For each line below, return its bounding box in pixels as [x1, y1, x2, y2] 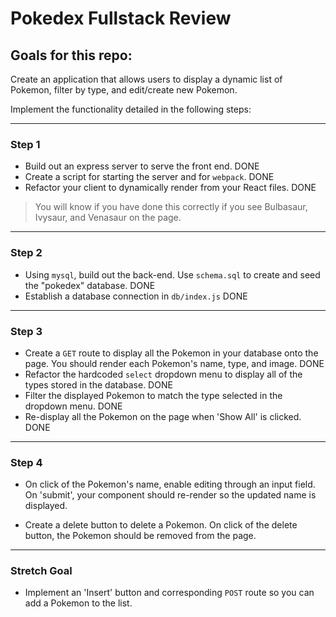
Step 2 [10, 246, 43, 260]
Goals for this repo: [10, 47, 133, 64]
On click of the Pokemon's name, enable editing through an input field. [24, 478, 316, 491]
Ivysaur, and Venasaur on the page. [34, 212, 182, 224]
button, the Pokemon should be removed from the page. [24, 530, 257, 542]
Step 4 [10, 455, 43, 469]
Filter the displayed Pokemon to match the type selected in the [24, 389, 283, 401]
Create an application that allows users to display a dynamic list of [10, 73, 283, 85]
